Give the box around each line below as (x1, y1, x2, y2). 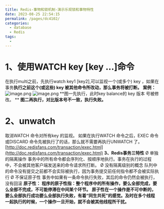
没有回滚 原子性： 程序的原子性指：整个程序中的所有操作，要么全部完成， (5, 180, 153, 186)
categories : (5, 20, 29, 26)
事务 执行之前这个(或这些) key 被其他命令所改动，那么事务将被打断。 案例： (5, 84, 156, 90)
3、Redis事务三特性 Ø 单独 (104, 150, 159, 156)
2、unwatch (5, 115, 56, 127)
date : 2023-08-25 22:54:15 (5, 12, 60, 17)
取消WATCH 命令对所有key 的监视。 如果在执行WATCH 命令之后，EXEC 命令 (5, 133, 159, 138)
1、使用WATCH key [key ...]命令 (5, 61, 135, 72)
